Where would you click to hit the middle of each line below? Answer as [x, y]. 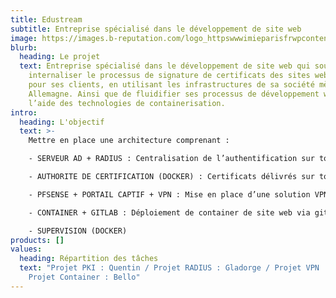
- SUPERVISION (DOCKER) [78, 231]
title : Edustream [46, 19]
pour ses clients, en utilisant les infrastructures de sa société [171, 85]
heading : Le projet [60, 57]
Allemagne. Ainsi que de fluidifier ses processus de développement [174, 94]
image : [24, 38]
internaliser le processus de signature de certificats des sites [169, 76]
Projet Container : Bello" [84, 277]
